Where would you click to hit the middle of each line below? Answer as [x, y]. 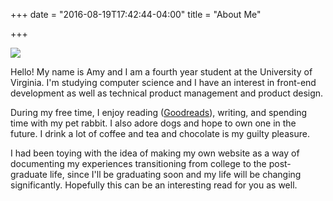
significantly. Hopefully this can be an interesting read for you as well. [154, 185]
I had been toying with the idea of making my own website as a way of [155, 153]
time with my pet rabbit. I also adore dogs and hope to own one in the [153, 123]
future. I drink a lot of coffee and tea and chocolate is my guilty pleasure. [160, 133]
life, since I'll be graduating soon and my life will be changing [175, 174]
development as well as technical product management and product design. [167, 93]
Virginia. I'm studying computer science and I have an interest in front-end [163, 82]
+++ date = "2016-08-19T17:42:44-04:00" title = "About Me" [136, 14]
